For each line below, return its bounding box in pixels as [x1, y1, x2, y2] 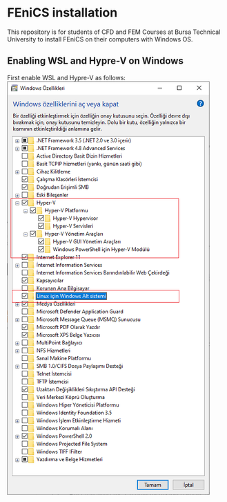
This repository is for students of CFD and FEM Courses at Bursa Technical [7, 28, 221, 36]
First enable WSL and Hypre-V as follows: [7, 73, 126, 82]
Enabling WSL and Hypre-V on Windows [7, 55, 184, 67]
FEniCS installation [7, 5, 118, 21]
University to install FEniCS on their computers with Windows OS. [7, 35, 193, 43]
